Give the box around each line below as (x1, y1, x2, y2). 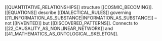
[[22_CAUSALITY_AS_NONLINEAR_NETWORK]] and (5, 25, 113, 31)
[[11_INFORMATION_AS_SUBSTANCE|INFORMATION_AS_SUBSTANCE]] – (5, 15, 157, 20)
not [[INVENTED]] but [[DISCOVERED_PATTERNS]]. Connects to (5, 20, 138, 26)
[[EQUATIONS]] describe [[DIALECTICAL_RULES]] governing (5, 9, 132, 15)
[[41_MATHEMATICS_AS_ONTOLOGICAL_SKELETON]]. (5, 31, 118, 36)
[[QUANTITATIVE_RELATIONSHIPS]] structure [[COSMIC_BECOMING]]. (5, 4, 153, 10)
